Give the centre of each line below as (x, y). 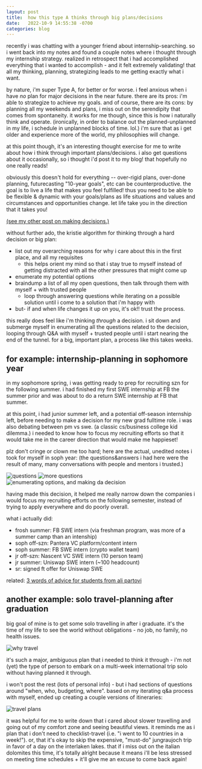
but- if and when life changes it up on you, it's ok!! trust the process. (100, 309)
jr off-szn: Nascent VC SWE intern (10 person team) (79, 556)
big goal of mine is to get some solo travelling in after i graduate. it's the (95, 623)
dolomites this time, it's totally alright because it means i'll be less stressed (99, 753)
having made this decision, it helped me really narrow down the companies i (101, 494)
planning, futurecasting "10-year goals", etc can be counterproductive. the (99, 184)
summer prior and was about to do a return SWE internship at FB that (92, 396)
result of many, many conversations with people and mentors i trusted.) (95, 464)
